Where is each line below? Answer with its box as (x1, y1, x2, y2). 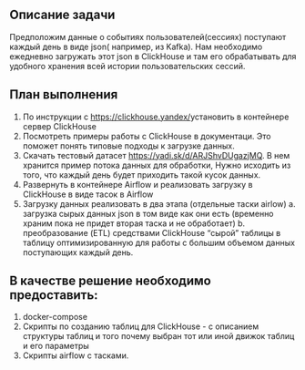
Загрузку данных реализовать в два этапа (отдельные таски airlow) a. (22, 198, 296, 209)
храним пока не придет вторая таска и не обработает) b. (22, 218, 246, 229)
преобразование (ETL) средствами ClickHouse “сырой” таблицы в (22, 227, 281, 238)
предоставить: (9, 287, 98, 303)
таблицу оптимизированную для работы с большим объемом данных (22, 237, 296, 248)
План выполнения (9, 87, 118, 103)
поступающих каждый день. (22, 246, 134, 258)
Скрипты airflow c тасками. (22, 350, 129, 361)
